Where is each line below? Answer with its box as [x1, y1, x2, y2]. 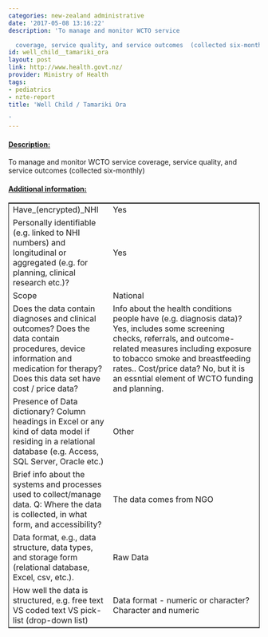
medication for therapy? [13, 363, 102, 374]
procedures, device [13, 343, 86, 354]
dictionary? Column [13, 405, 86, 416]
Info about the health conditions [112, 303, 233, 314]
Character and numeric [112, 604, 199, 615]
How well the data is [13, 584, 89, 595]
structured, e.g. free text [13, 595, 104, 606]
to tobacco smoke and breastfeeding [112, 352, 251, 364]
